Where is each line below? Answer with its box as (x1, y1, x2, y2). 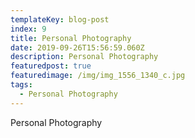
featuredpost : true (10, 61, 92, 71)
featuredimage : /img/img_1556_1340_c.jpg (10, 71, 186, 81)
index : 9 (10, 24, 47, 34)
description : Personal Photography (10, 52, 159, 62)
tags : (10, 80, 33, 90)
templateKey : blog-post (10, 14, 110, 25)
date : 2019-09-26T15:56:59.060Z (10, 42, 145, 53)
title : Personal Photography (10, 33, 132, 43)
